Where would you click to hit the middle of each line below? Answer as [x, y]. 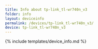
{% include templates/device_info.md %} [46, 41]
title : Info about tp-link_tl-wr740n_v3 [46, 9]
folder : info [18, 14]
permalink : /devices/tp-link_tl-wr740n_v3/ [49, 23]
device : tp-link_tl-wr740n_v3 [35, 28]
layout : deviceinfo [25, 18]
